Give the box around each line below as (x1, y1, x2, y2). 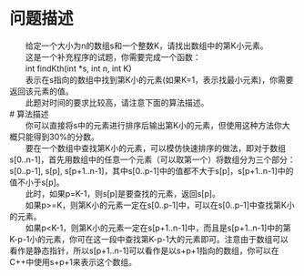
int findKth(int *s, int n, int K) (25, 63, 132, 74)
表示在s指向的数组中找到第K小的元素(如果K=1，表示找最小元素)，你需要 (25, 74, 294, 85)
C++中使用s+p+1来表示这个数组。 (9, 256, 137, 267)
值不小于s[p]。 (9, 177, 66, 188)
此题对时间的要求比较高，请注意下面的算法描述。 (25, 97, 209, 107)
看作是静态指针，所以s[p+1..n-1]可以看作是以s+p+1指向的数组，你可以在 (9, 245, 279, 256)
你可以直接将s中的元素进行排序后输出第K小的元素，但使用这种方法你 (25, 119, 282, 130)
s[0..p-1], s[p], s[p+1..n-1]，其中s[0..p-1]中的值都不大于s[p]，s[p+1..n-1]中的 (9, 165, 294, 176)
